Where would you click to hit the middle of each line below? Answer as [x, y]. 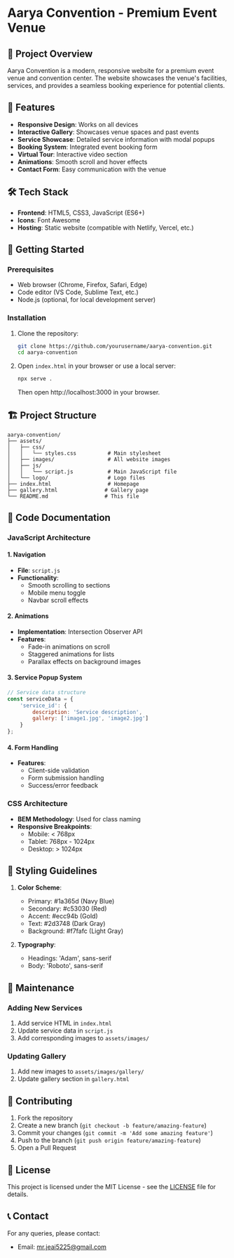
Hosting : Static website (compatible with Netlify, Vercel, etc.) [105, 227]
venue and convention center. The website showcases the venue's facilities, [117, 78]
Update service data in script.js [65, 1031]
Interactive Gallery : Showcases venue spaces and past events [108, 132]
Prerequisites [30, 270]
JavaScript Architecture [49, 538]
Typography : [36, 945]
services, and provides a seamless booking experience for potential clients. [116, 85]
